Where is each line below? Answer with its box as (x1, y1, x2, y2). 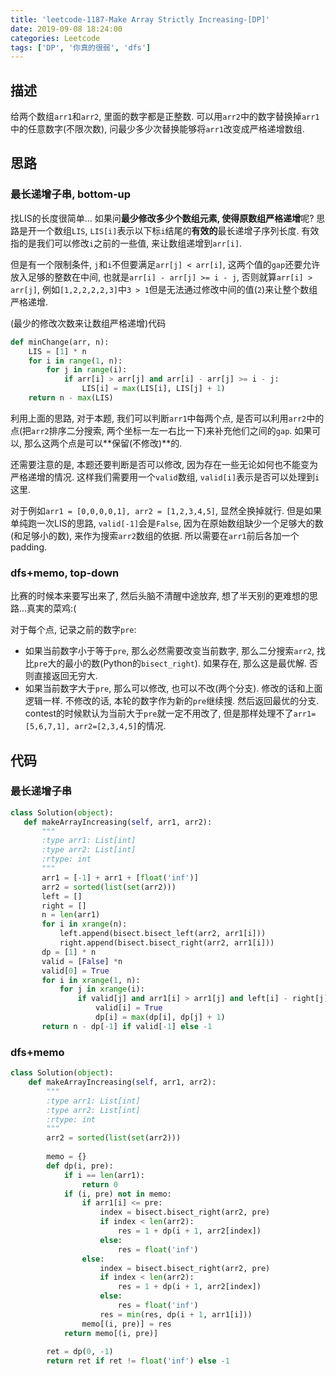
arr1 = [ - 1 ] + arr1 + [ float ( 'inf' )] (41, 872, 199, 883)
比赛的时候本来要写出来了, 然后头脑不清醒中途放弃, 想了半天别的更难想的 (10, 590, 310, 602)
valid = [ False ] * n (41, 956, 123, 966)
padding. (10, 541, 47, 553)
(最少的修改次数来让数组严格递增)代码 (10, 317, 167, 329)
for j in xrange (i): (59, 984, 145, 995)
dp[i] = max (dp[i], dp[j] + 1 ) (95, 1012, 226, 1023)
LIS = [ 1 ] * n (28, 346, 87, 356)
